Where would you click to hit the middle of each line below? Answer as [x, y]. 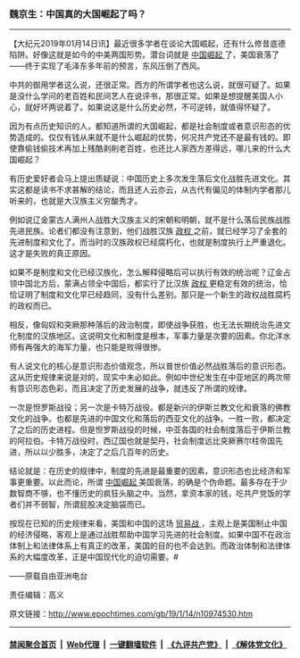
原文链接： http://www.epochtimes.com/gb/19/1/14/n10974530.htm [131, 614]
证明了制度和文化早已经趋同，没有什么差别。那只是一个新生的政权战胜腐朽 [154, 295]
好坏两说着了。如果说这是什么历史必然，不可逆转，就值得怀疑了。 [154, 107]
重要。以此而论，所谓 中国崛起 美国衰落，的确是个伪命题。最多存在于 [152, 482]
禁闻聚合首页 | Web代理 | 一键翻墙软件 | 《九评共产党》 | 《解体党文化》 [148, 644]
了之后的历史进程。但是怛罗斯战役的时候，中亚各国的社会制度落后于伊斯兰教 [150, 429]
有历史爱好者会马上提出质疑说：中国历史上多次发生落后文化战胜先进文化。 [146, 179]
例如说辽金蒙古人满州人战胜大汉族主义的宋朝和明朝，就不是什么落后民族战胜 [150, 220]
